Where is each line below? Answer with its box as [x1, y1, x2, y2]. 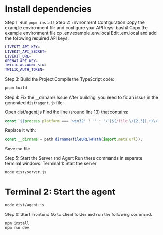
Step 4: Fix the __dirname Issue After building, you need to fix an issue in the [5, 94, 159, 101]
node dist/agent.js [5, 202, 45, 207]
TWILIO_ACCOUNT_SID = [5, 63, 47, 68]
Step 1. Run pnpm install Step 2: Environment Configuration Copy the [5, 20, 145, 25]
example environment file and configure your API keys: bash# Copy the [5, 24, 148, 30]
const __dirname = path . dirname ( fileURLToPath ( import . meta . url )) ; [5, 137, 143, 142]
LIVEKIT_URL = [5, 54, 32, 59]
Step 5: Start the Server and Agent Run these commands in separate [5, 155, 143, 161]
